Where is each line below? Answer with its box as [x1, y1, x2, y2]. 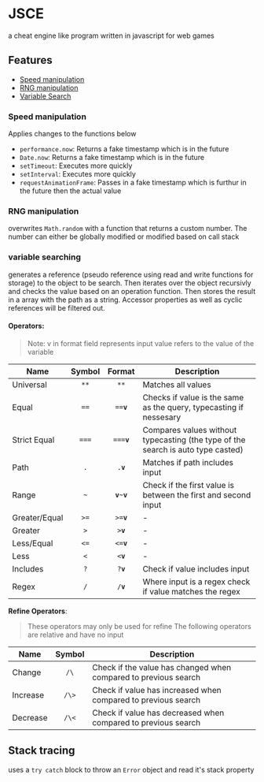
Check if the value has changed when [91, 661, 232, 672]
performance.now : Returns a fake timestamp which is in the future [19, 144, 229, 154]
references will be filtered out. [8, 303, 106, 312]
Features [8, 54, 53, 67]
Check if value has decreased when [91, 707, 225, 718]
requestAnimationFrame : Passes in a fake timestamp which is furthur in [19, 178, 247, 188]
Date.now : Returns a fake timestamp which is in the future [19, 153, 205, 162]
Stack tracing [8, 744, 75, 758]
